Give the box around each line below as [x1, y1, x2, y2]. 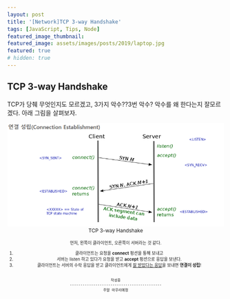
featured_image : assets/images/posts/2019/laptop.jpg [7, 40, 165, 47]
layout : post [7, 11, 45, 18]
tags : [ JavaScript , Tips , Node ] [7, 25, 100, 32]
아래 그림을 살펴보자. [21, 109, 77, 117]
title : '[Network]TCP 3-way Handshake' [7, 18, 122, 25]
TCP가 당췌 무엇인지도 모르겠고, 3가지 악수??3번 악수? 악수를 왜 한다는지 [7, 100, 203, 108]
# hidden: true [7, 55, 51, 62]
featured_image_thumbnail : [7, 33, 85, 40]
